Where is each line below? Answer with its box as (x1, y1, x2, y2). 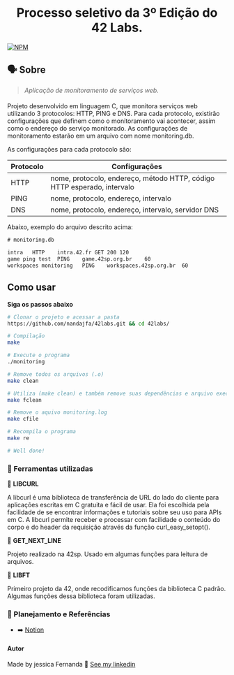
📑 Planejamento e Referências (7, 609, 111, 619)
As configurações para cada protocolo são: (7, 145, 132, 154)
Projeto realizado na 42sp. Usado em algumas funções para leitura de (7, 550, 208, 558)
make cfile (7, 416, 39, 423)
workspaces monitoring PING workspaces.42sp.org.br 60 (7, 262, 189, 269)
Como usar (7, 282, 56, 293)
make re (7, 435, 30, 442)
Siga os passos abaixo (7, 300, 73, 308)
